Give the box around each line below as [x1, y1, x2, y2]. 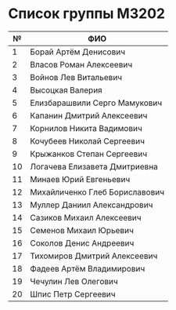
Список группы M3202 [8, 5, 166, 23]
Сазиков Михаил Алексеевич [30, 212, 142, 223]
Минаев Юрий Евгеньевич [30, 173, 131, 184]
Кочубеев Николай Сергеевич [30, 135, 145, 146]
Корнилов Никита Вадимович [30, 122, 142, 133]
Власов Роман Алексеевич [30, 59, 133, 70]
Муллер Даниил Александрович [30, 199, 153, 210]
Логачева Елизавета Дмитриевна [30, 161, 159, 172]
